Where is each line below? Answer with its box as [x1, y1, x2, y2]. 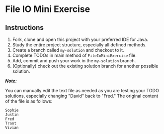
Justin [5, 112, 19, 117]
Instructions [5, 23, 44, 32]
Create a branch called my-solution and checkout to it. [12, 47, 124, 53]
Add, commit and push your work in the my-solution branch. [12, 58, 136, 63]
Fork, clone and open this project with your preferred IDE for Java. [12, 36, 148, 42]
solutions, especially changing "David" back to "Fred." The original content [5, 93, 159, 99]
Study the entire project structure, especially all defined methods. [12, 42, 147, 48]
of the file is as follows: [5, 98, 53, 104]
